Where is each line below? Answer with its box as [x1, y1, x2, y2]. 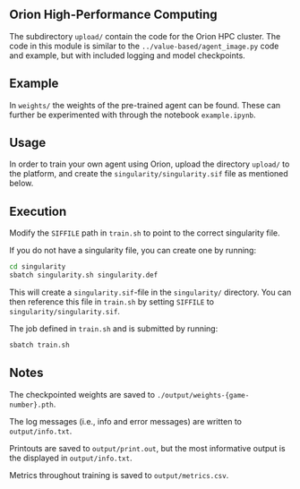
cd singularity [9, 262, 66, 271]
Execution [9, 203, 67, 219]
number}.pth [9, 400, 54, 409]
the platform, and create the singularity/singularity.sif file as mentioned [9, 168, 288, 179]
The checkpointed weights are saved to [9, 389, 155, 399]
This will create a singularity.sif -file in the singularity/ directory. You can [9, 287, 292, 297]
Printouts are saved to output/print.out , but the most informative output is [9, 442, 286, 453]
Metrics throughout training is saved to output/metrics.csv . [9, 469, 229, 480]
